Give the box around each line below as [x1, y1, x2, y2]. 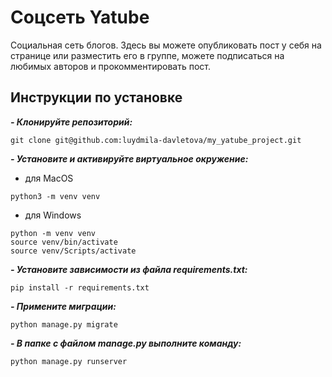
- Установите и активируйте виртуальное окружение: [10, 152, 249, 165]
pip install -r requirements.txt [10, 282, 150, 293]
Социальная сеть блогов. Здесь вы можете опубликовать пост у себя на [10, 39, 322, 51]
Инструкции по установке [10, 89, 183, 106]
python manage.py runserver [10, 356, 128, 366]
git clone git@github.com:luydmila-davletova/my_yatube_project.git [10, 135, 302, 145]
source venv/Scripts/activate [10, 246, 137, 256]
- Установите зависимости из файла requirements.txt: [10, 263, 248, 275]
